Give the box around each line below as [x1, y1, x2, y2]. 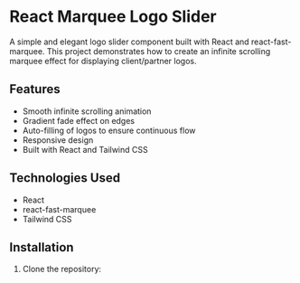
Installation [9, 240, 74, 255]
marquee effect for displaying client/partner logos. [9, 55, 197, 66]
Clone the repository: [22, 264, 102, 275]
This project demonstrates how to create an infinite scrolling [46, 45, 271, 56]
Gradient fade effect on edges [22, 115, 136, 126]
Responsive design [22, 134, 94, 146]
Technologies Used [9, 170, 120, 186]
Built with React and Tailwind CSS [22, 144, 148, 155]
